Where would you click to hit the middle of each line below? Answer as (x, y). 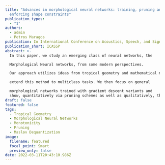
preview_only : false (30, 151)
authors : (14, 28)
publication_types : (25, 19)
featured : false (22, 105)
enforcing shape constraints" (40, 14)
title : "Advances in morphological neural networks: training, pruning (80, 10)
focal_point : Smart (29, 146)
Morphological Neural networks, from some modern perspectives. (77, 65)
